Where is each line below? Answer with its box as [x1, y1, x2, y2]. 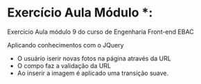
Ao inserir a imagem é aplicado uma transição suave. [17, 69, 169, 77]
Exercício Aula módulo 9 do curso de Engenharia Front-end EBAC [7, 28, 194, 36]
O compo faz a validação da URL [17, 61, 112, 70]
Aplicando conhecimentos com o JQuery [7, 41, 124, 49]
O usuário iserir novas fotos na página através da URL [17, 54, 171, 63]
